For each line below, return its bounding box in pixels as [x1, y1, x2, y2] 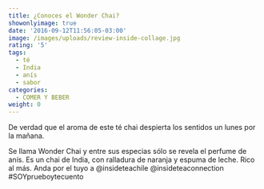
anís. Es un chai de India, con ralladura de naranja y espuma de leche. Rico [8, 155, 255, 164]
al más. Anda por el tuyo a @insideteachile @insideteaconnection [8, 163, 224, 173]
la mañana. [8, 131, 45, 140]
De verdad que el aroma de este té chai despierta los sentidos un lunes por [8, 123, 256, 132]
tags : [8, 49, 26, 57]
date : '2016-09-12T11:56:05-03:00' [8, 26, 127, 34]
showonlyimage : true [8, 19, 78, 27]
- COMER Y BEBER [15, 93, 70, 101]
